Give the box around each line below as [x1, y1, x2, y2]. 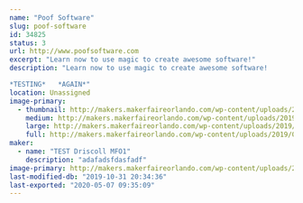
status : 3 [9, 38, 47, 48]
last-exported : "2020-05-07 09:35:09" [9, 180, 155, 189]
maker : [9, 139, 34, 148]
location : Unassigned [9, 88, 91, 97]
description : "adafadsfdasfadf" [25, 155, 147, 164]
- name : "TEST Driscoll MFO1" [17, 147, 131, 156]
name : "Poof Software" [9, 13, 95, 23]
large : [25, 122, 50, 131]
